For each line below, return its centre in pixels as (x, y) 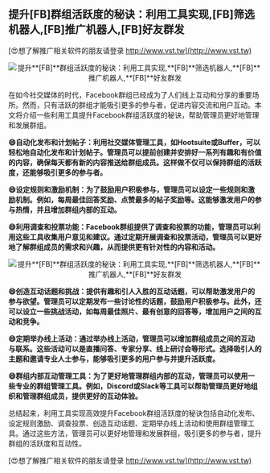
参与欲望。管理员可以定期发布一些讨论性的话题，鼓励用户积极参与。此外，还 (135, 301)
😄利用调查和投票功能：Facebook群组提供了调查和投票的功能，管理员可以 (131, 226)
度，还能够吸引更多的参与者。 (57, 172)
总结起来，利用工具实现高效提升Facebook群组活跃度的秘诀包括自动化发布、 (134, 413)
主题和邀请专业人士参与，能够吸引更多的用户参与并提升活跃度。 (114, 359)
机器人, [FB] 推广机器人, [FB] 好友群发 (96, 29)
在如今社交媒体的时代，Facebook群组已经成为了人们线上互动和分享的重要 (130, 94)
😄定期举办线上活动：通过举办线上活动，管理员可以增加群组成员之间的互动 (132, 338)
